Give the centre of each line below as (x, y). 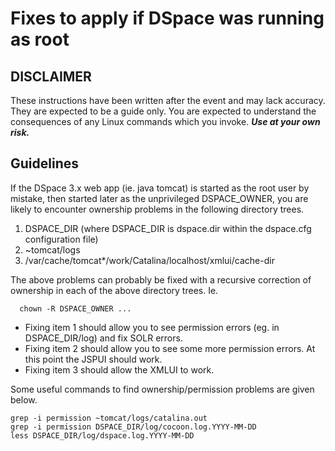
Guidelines (44, 163)
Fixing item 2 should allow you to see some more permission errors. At (170, 348)
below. (24, 399)
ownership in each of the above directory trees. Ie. (114, 290)
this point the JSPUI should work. (93, 359)
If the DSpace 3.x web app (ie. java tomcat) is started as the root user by (160, 188)
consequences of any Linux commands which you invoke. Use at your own (165, 121)
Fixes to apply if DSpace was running (167, 18)
